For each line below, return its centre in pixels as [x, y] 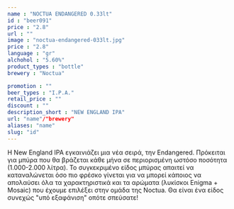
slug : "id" [23, 132]
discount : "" [28, 106]
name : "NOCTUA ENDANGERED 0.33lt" [60, 14]
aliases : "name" [31, 125]
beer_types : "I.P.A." [41, 93]
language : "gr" [31, 54]
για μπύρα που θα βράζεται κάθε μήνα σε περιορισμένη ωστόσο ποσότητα [117, 159]
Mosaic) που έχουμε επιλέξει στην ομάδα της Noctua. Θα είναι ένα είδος [116, 190]
